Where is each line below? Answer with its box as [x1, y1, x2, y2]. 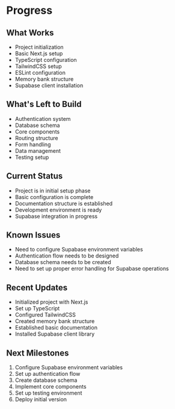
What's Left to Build [6, 99, 82, 109]
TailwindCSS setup [14, 63, 62, 70]
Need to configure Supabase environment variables [14, 246, 143, 253]
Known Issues [6, 230, 61, 241]
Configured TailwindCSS [14, 311, 76, 319]
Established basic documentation [14, 324, 98, 331]
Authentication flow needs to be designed [14, 252, 119, 259]
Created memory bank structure [14, 318, 95, 325]
